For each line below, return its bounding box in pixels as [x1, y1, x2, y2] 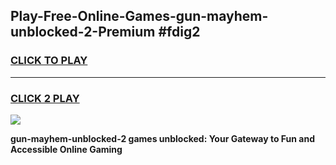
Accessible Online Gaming [10, 143, 123, 155]
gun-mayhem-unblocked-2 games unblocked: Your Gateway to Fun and [10, 132, 315, 144]
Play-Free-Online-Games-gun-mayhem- [10, 8, 269, 25]
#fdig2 [158, 24, 201, 41]
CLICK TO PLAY [10, 54, 88, 68]
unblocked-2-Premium [10, 24, 156, 41]
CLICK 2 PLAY [10, 91, 80, 105]
